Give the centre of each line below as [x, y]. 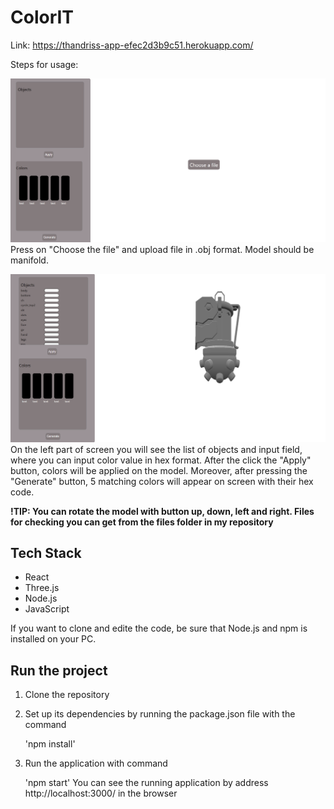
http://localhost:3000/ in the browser [101, 793]
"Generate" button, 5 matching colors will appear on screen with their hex [162, 481]
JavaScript [47, 609]
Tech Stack [46, 552]
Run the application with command [96, 763]
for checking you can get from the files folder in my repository [142, 522]
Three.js [42, 588]
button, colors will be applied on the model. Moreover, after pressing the [159, 470]
